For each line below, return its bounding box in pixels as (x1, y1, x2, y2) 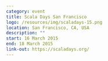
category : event (6, 8, 45, 15)
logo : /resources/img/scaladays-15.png (6, 19, 103, 25)
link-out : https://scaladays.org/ (6, 46, 90, 52)
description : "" (6, 30, 45, 36)
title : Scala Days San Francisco (6, 14, 87, 20)
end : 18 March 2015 (6, 41, 53, 47)
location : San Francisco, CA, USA (6, 24, 90, 31)
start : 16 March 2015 (6, 35, 59, 41)
